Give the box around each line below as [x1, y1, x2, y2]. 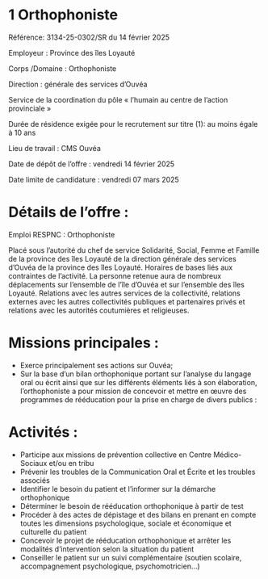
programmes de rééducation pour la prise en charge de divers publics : [19, 394, 258, 405]
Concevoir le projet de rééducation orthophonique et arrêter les [19, 535, 232, 545]
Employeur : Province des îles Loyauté [8, 48, 136, 57]
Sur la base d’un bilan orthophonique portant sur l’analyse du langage [19, 369, 252, 379]
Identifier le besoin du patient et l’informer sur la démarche [19, 484, 216, 493]
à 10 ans [8, 128, 36, 137]
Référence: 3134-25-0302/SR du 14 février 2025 [8, 32, 170, 42]
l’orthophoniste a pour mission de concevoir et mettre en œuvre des [19, 386, 247, 396]
